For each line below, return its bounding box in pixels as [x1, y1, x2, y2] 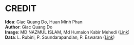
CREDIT [5, 3, 37, 14]
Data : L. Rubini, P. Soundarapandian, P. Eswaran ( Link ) [5, 34, 115, 40]
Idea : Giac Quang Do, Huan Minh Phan [5, 19, 83, 25]
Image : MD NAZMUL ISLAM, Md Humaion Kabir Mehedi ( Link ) [5, 29, 130, 35]
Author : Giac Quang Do [5, 24, 53, 30]
